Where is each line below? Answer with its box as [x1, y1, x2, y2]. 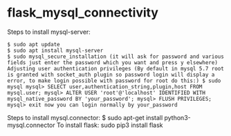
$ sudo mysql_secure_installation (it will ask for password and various [7, 53, 225, 60]
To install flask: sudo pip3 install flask [56, 121, 163, 129]
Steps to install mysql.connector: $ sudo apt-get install [7, 113, 163, 122]
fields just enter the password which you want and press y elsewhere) [7, 59, 218, 66]
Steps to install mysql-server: [7, 28, 91, 36]
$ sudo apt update [7, 41, 60, 48]
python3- [164, 113, 192, 122]
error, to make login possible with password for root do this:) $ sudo [7, 77, 221, 84]
